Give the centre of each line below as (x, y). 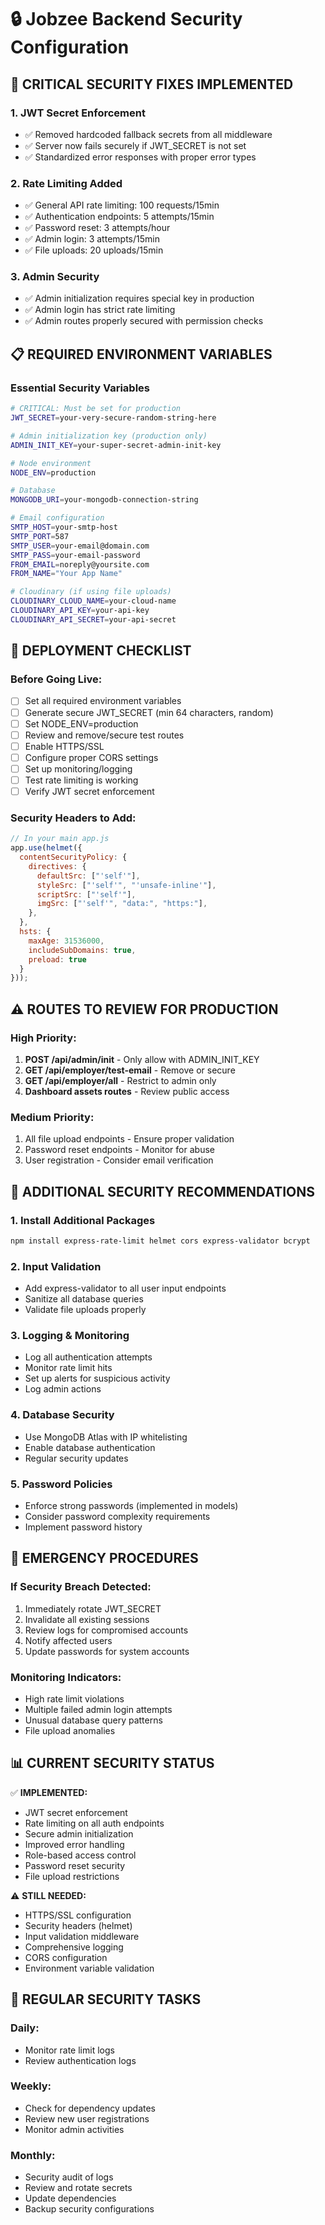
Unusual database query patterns (93, 1720)
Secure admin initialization (79, 1833)
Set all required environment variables (103, 701)
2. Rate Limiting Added (66, 183)
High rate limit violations (74, 1699)
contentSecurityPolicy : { (73, 857)
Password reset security (75, 1865)
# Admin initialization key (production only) (109, 436)
